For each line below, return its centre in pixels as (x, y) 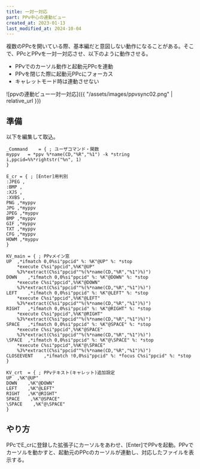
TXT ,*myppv (21, 229)
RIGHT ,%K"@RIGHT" (32, 394)
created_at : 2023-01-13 (36, 23)
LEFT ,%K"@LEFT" (31, 389)
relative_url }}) (24, 101)
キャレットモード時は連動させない (57, 81)
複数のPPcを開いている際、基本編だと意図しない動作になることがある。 (95, 46)
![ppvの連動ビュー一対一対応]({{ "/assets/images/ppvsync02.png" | (90, 94)
